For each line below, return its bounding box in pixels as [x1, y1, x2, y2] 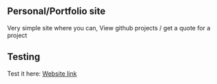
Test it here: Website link [7, 69, 77, 78]
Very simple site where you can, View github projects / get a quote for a [7, 23, 211, 32]
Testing [7, 51, 41, 63]
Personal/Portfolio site [7, 6, 105, 17]
